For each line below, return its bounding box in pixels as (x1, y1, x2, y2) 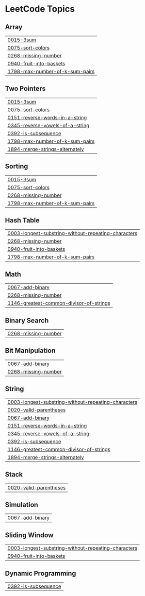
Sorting (5, 162, 28, 170)
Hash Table (5, 216, 40, 224)
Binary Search (5, 316, 49, 324)
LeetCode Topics (5, 3, 75, 15)
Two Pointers (5, 85, 46, 93)
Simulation (5, 500, 38, 509)
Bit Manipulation (5, 346, 56, 355)
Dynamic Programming (5, 569, 76, 578)
